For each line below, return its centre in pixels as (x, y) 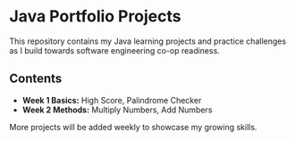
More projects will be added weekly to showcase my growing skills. (133, 127)
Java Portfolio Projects (95, 17)
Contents (36, 79)
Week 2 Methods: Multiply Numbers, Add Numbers (117, 110)
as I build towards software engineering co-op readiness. (115, 50)
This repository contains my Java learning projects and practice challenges (148, 41)
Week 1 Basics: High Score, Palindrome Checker (112, 100)
